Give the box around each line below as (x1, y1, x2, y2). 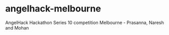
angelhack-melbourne (5, 3, 102, 14)
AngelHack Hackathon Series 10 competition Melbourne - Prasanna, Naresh (5, 19, 164, 25)
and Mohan (5, 24, 29, 30)
